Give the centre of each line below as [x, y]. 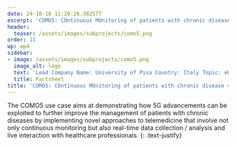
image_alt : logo [37, 66]
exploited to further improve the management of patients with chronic [108, 113]
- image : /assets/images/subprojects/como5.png [78, 60]
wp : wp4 [19, 46]
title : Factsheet [39, 79]
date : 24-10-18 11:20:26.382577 [54, 14]
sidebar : [20, 53]
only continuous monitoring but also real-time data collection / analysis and [116, 128]
